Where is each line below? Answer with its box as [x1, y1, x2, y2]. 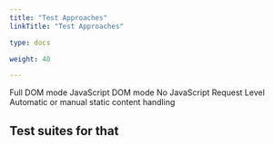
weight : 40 [9, 54, 51, 63]
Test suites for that [9, 123, 119, 139]
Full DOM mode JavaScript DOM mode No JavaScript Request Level [9, 87, 266, 98]
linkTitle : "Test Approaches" [9, 22, 125, 31]
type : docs [9, 38, 51, 47]
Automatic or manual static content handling [9, 97, 176, 108]
